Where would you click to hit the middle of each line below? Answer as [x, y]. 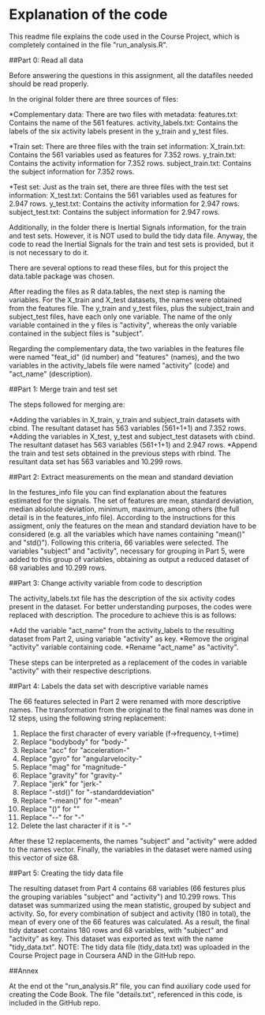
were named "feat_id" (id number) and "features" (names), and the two [124, 357]
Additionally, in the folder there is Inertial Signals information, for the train [128, 227]
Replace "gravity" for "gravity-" [71, 775]
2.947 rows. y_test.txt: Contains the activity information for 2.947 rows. [124, 204]
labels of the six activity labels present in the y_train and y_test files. [119, 131]
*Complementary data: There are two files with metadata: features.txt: [123, 114]
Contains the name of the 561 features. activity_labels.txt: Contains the [124, 122]
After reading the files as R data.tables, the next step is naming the [117, 291]
